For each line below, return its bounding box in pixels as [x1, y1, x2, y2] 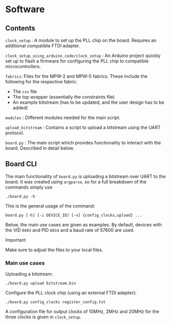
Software [5, 4, 45, 15]
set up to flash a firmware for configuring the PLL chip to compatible [5, 58, 149, 64]
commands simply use [5, 184, 52, 190]
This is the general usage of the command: [5, 202, 95, 209]
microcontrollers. [5, 64, 41, 69]
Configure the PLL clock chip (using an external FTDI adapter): [5, 290, 137, 296]
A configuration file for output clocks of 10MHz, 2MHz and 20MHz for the [5, 309, 159, 315]
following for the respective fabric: [5, 79, 78, 84]
